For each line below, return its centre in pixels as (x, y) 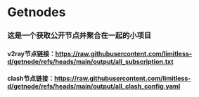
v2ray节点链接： (32, 53)
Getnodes (37, 12)
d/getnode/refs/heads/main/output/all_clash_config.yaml (94, 86)
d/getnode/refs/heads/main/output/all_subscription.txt (90, 61)
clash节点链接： (31, 79)
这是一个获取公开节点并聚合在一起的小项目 (79, 36)
